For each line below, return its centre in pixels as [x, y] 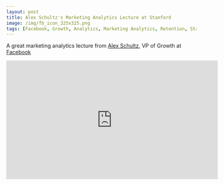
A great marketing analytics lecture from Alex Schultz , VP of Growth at [94, 46]
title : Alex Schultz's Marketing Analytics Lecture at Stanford [89, 17]
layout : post [23, 12]
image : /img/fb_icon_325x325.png [48, 23]
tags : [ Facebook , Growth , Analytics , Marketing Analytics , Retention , [97, 29]
